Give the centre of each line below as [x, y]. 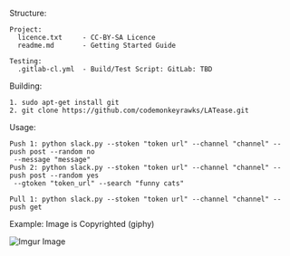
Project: [26, 30]
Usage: [23, 127]
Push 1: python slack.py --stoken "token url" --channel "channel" [140, 144]
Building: [26, 86]
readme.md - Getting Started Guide [97, 45]
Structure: [28, 13]
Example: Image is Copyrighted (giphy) [82, 224]
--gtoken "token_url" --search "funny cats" [98, 184]
